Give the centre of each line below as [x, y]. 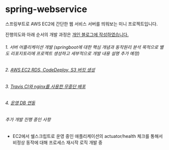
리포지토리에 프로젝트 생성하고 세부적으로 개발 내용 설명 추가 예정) [75, 53]
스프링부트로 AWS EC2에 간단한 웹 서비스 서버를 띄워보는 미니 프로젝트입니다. [81, 24]
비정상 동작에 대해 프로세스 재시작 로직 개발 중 [57, 142]
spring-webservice [46, 9]
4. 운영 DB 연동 [20, 103]
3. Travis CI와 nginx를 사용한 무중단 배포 [46, 86]
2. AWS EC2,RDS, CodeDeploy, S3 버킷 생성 [50, 70]
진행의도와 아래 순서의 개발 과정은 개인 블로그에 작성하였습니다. [67, 34]
